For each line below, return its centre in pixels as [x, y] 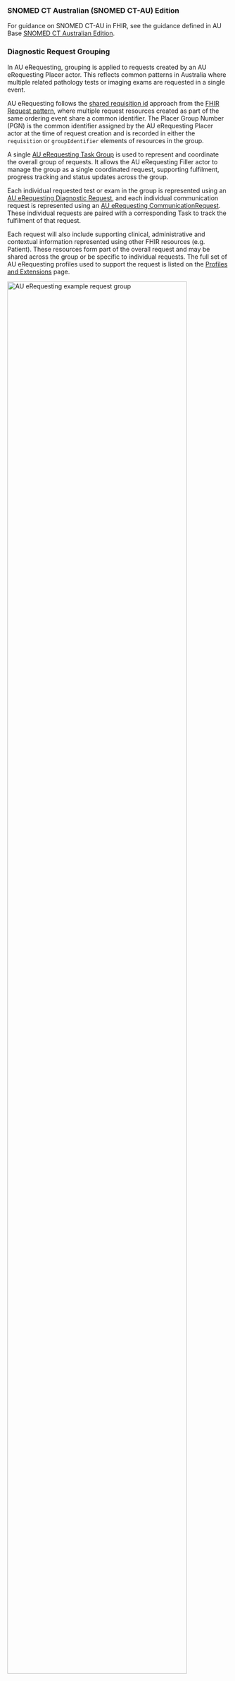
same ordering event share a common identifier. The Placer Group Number [116, 118]
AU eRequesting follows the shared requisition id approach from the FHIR [113, 103]
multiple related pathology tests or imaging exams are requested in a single [116, 82]
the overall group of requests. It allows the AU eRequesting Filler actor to [113, 161]
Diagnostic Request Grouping [59, 51]
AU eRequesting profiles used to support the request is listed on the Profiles [118, 264]
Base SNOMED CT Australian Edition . [61, 33]
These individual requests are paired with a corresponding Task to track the [117, 213]
